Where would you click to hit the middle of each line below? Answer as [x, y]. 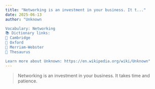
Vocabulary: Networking [30, 28]
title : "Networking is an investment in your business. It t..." [75, 10]
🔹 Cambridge [18, 38]
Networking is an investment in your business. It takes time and [84, 75]
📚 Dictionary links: [28, 33]
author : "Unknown [24, 19]
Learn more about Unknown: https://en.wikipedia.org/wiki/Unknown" [78, 61]
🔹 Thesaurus [18, 52]
